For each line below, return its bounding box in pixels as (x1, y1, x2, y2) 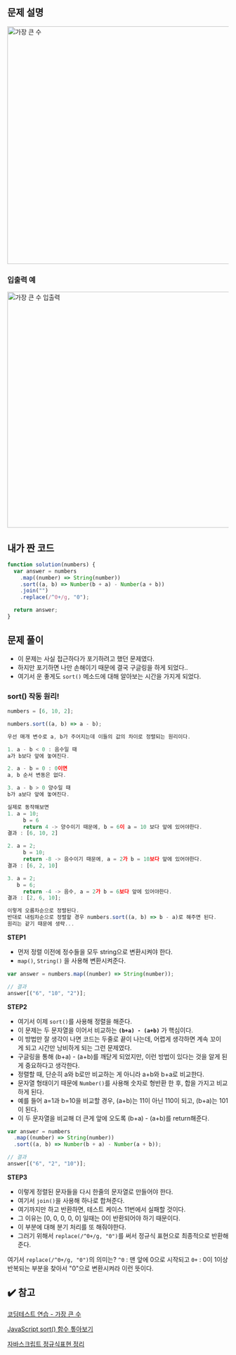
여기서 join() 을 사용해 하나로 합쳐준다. (17, 1196, 125, 1204)
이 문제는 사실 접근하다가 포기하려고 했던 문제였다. (17, 654, 155, 663)
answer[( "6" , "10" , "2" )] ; (7, 989, 86, 997)
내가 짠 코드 (7, 542, 55, 554)
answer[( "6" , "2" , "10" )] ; (7, 1161, 86, 1168)
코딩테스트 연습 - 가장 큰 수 (7, 1309, 81, 1318)
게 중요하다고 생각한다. (17, 1061, 80, 1069)
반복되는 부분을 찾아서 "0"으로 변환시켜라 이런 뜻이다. (7, 1263, 154, 1273)
